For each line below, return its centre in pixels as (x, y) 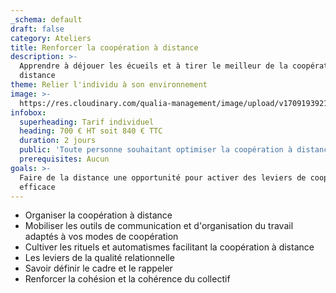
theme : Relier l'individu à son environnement (109, 85)
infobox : (28, 112)
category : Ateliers (51, 38)
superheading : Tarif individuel (87, 122)
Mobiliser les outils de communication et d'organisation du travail (159, 226)
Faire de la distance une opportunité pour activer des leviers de (163, 177)
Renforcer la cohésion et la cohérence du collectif (127, 279)
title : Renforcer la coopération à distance (104, 47)
